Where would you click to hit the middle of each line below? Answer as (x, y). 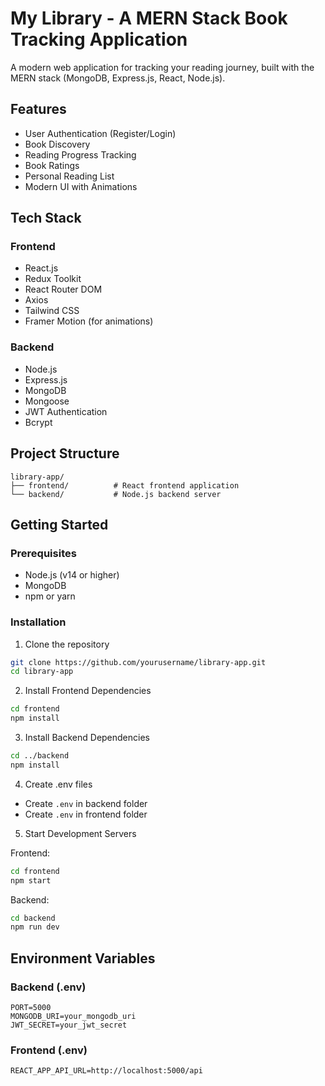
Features (38, 109)
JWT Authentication (66, 411)
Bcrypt (38, 422)
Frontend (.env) (49, 1050)
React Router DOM (63, 289)
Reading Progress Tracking (80, 154)
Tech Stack (46, 218)
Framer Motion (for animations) (89, 321)
